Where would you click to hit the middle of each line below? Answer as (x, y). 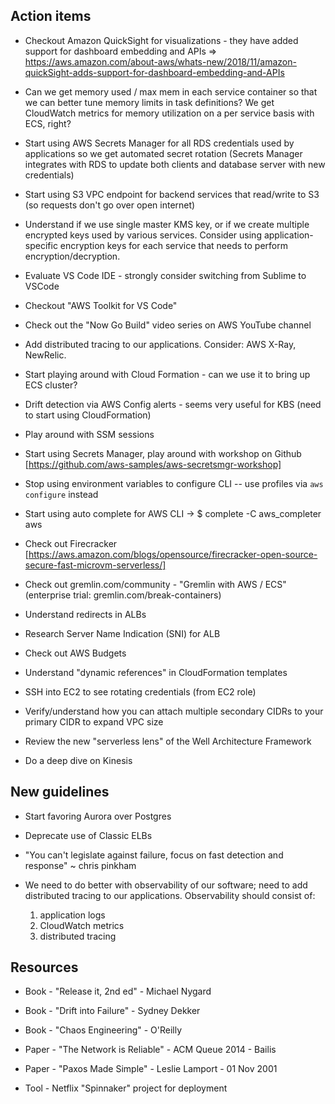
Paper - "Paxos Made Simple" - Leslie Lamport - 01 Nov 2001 (151, 1069)
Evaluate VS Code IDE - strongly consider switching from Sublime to (165, 275)
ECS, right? (48, 123)
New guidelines (60, 792)
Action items (51, 16)
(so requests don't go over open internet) (110, 205)
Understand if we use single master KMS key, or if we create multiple (167, 224)
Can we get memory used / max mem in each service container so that (171, 91)
